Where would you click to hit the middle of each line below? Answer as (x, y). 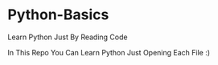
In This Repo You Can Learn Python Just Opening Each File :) (109, 52)
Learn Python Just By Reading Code (68, 37)
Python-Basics (58, 15)
